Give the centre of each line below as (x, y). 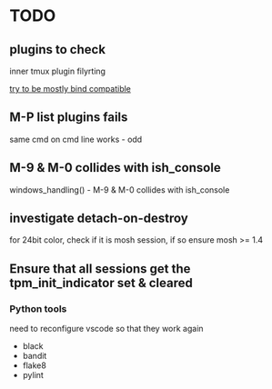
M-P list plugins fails (69, 118)
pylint (33, 375)
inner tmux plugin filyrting (58, 71)
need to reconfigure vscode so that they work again (106, 329)
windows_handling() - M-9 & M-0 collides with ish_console (120, 190)
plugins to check (58, 50)
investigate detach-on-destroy (99, 219)
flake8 (35, 365)
